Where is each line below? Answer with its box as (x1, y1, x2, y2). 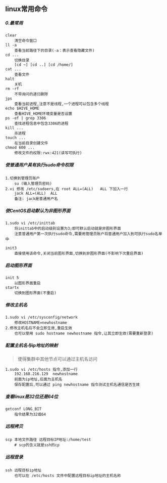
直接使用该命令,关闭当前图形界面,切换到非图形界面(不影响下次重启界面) (14, 251, 144, 256)
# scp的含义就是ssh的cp (14, 443, 60, 448)
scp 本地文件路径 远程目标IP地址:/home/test (5, 437, 91, 443)
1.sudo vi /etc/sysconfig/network (5, 315, 78, 320)
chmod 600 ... (5, 145, 35, 150)
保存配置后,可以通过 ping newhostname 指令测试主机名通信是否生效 (14, 382, 140, 387)
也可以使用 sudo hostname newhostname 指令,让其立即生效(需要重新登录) (14, 331, 154, 336)
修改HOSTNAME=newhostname (14, 320, 67, 325)
